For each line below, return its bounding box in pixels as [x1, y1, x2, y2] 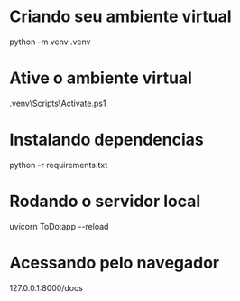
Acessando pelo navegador [9, 252, 219, 273]
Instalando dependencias [9, 129, 205, 150]
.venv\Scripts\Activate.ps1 [9, 98, 106, 108]
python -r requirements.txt [9, 159, 108, 170]
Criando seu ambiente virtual [9, 6, 232, 27]
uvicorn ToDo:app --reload [9, 221, 109, 231]
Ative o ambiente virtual [9, 68, 192, 89]
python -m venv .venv [9, 36, 91, 47]
